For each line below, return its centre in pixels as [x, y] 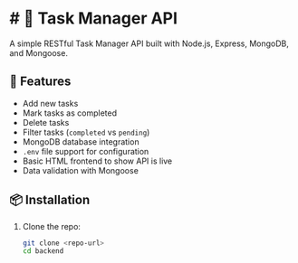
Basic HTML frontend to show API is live [97, 161]
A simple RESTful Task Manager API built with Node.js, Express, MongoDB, [149, 43]
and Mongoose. [38, 52]
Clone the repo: [52, 226]
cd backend [43, 251]
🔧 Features [40, 82]
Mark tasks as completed [70, 113]
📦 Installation [50, 200]
